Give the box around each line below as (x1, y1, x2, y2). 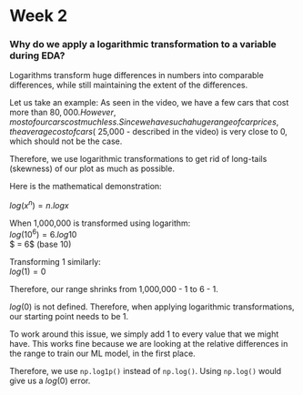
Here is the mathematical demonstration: (9, 181, 162, 192)
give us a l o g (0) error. (9, 375, 91, 386)
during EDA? (9, 49, 66, 62)
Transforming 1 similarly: (9, 256, 102, 267)
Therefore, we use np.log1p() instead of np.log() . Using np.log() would (9, 365, 282, 376)
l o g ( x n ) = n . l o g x (9, 198, 70, 211)
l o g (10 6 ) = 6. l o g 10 (9, 228, 77, 239)
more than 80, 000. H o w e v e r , (9, 106, 116, 118)
